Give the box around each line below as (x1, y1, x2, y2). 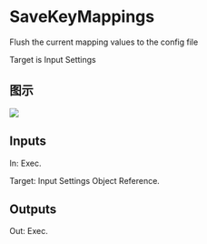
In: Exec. (9, 158, 42, 168)
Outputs (9, 201, 57, 217)
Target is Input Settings (9, 54, 97, 65)
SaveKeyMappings (9, 6, 155, 27)
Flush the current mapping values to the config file (9, 36, 199, 47)
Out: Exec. (9, 226, 48, 237)
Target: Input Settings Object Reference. (9, 175, 161, 186)
